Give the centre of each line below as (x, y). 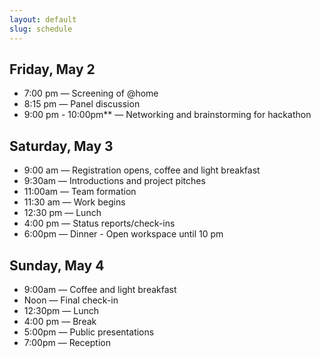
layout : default (43, 19)
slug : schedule (41, 29)
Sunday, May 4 (57, 265)
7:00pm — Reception (67, 342)
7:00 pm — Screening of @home (91, 93)
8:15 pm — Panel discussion (82, 104)
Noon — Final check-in (71, 300)
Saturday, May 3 (61, 146)
